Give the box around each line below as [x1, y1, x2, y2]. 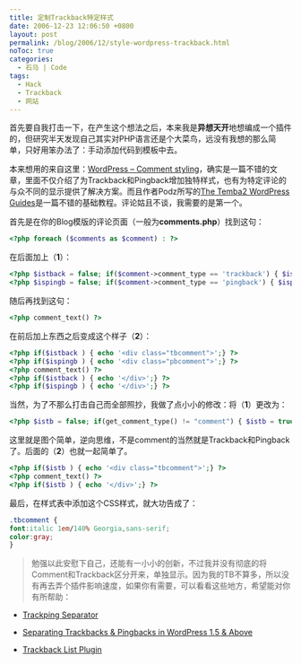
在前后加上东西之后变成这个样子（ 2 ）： [9, 330, 152, 341]
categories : [9, 55, 54, 64]
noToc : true [9, 47, 54, 56]
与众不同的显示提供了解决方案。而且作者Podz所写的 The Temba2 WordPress [9, 186, 290, 197]
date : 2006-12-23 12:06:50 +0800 [9, 22, 134, 31]
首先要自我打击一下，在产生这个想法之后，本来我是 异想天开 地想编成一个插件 [9, 122, 292, 133]
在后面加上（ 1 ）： [9, 252, 73, 263]
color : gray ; [9, 532, 54, 541]
